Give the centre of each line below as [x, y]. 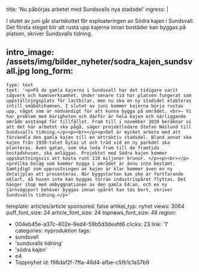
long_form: [52, 71]
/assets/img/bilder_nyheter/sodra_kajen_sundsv [99, 62]
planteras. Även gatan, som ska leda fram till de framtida [83, 148]
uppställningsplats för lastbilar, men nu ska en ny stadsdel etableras [99, 101]
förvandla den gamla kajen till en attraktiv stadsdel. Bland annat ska [99, 137]
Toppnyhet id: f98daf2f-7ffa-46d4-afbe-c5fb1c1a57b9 [82, 262]
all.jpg [18, 71]
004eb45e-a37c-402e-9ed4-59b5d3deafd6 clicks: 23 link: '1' [92, 224]
